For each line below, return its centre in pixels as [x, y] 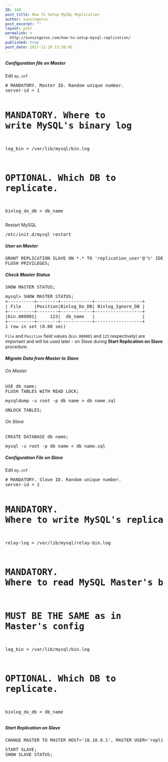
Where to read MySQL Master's [79, 583]
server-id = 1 [22, 90]
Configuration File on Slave [34, 457]
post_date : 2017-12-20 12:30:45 [39, 47]
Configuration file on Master [35, 63]
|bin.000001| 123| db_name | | [75, 317]
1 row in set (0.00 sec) [35, 327]
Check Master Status [28, 275]
